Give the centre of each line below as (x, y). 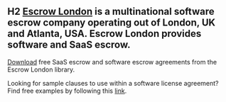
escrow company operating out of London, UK (111, 23)
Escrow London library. (41, 69)
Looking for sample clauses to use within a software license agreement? (113, 83)
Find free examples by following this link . (67, 91)
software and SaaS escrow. (69, 45)
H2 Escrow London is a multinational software (111, 12)
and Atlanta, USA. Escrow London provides (104, 34)
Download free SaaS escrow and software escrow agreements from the (112, 62)
